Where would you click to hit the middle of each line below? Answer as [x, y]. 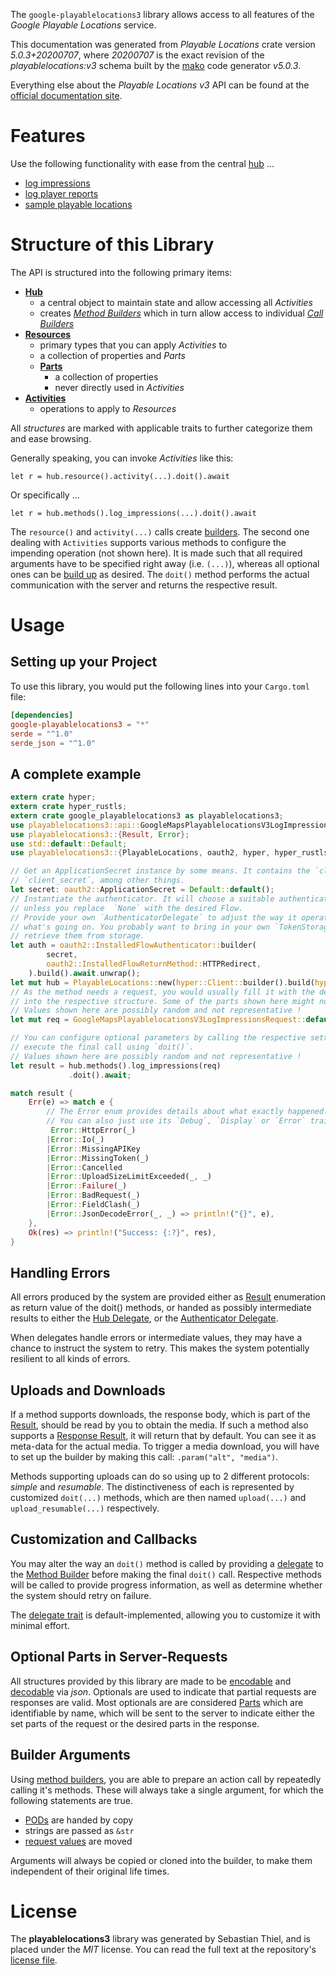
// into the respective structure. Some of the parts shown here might [162, 1001]
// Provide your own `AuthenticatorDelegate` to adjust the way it [154, 917]
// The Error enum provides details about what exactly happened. [187, 1112]
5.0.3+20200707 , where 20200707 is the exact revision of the [137, 55]
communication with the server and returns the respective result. [144, 585]
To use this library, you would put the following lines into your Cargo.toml [160, 686]
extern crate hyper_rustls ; [69, 807]
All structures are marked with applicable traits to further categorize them [161, 428]
